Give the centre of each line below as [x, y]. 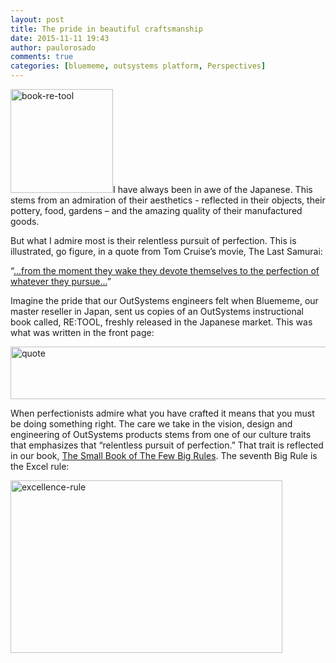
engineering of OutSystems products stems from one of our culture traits [161, 434]
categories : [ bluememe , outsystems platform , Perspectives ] [138, 66]
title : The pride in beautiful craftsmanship [106, 29]
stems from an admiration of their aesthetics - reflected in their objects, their [168, 200]
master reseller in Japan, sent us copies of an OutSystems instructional [157, 311]
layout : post [37, 19]
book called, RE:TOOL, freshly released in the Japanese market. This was [161, 322]
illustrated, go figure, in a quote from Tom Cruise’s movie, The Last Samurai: [166, 251]
